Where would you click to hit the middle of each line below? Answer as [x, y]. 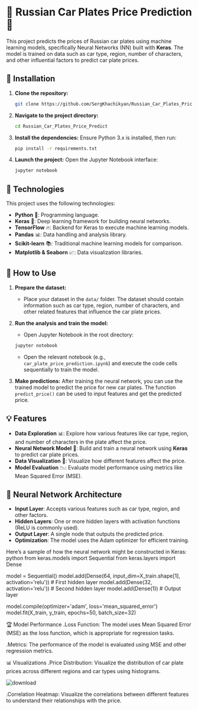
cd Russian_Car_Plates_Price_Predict [61, 126]
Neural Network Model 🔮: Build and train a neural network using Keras [101, 448]
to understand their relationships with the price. [64, 701]
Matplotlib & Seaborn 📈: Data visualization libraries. [79, 252]
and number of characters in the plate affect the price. [81, 442]
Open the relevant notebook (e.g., [65, 357]
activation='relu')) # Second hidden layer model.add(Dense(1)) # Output [94, 589]
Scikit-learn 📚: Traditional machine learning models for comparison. [99, 243]
